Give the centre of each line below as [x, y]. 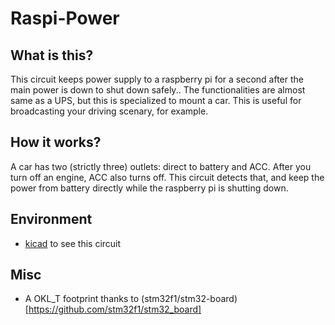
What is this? [52, 55]
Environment [51, 219]
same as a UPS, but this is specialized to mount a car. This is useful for [156, 100]
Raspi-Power [65, 18]
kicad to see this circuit [73, 243]
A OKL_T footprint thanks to [82, 299]
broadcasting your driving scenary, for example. [109, 111]
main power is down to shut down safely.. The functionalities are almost [158, 90]
